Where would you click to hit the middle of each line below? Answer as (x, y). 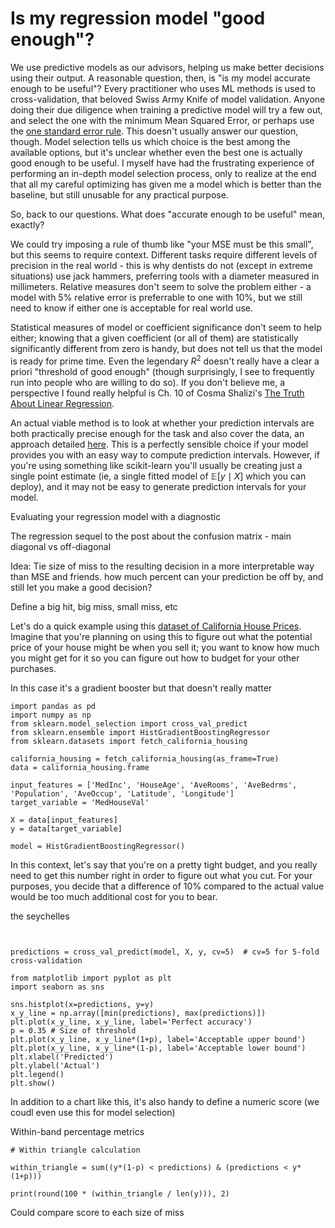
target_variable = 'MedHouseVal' (80, 802)
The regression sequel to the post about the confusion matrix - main (151, 536)
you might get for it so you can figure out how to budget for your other (155, 658)
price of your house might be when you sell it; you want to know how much (165, 647)
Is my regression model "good (138, 18)
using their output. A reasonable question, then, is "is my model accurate (160, 78)
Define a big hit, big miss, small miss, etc (94, 606)
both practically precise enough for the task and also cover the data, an (157, 433)
